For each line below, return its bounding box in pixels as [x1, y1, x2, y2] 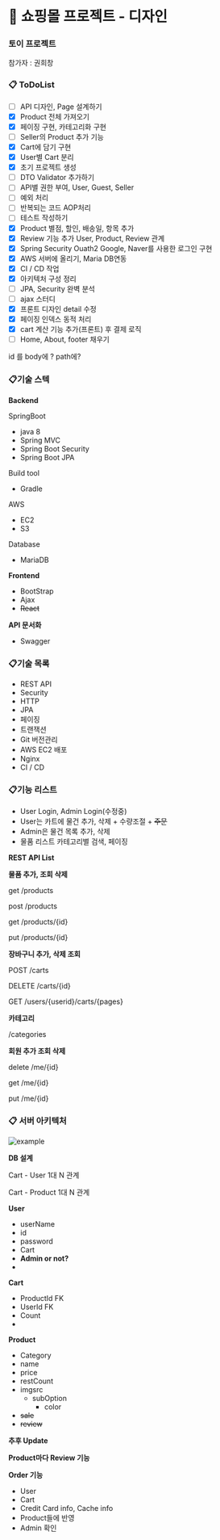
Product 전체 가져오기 [19, 111, 90, 121]
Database [8, 539, 40, 549]
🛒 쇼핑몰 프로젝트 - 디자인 [8, 7, 168, 26]
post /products [8, 901, 58, 911]
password [19, 1236, 54, 1246]
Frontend [8, 570, 40, 580]
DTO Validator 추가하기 [19, 173, 95, 183]
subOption [31, 1394, 67, 1404]
